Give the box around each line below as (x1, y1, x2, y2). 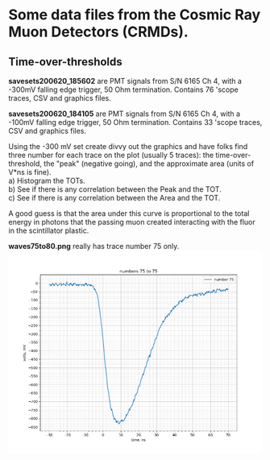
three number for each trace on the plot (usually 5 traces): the (8, 151, 214, 160)
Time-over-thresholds (8, 55, 123, 68)
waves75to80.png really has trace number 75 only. (8, 242, 180, 251)
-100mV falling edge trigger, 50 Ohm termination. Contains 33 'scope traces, (8, 118, 263, 126)
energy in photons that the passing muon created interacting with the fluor (8, 218, 255, 226)
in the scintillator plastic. (8, 226, 89, 235)
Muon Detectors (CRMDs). (8, 23, 189, 41)
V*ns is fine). (8, 168, 52, 176)
